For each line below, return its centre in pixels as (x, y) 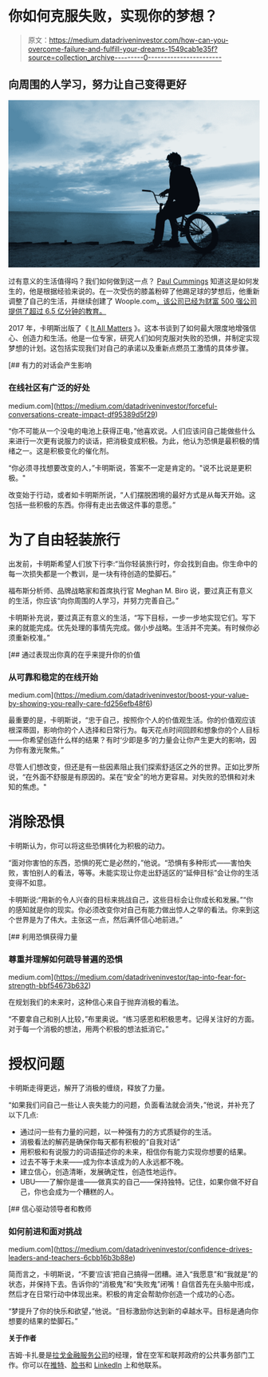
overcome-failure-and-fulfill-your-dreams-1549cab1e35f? (122, 49)
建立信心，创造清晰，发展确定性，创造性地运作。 (100, 1172)
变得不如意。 (29, 883)
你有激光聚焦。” (39, 750)
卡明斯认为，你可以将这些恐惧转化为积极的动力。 (89, 845)
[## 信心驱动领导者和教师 (50, 1209)
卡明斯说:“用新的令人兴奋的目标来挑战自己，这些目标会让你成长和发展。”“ (127, 899)
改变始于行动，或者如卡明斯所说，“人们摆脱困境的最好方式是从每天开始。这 (132, 494)
